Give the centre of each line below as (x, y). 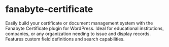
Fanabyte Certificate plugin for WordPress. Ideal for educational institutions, (84, 28)
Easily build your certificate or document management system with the (79, 23)
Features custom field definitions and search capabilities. (65, 39)
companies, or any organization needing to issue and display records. (78, 33)
